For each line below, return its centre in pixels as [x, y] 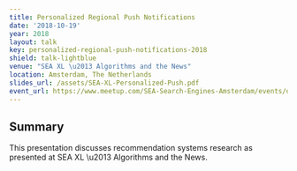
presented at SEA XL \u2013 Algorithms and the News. [108, 157]
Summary [37, 126]
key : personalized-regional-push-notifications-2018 [108, 50]
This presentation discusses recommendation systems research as [131, 148]
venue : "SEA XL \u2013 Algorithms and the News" [100, 67]
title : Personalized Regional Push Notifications [103, 17]
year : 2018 [29, 33]
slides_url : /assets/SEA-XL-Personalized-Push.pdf [104, 83]
